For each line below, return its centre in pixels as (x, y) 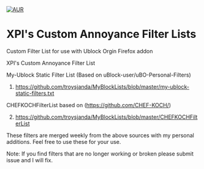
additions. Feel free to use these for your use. (64, 141)
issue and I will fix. (30, 160)
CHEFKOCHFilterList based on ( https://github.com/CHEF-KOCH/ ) (89, 105)
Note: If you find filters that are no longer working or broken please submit (100, 154)
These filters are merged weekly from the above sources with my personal (100, 135)
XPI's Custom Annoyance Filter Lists (101, 34)
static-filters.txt (35, 93)
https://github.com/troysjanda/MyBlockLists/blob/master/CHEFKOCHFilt (106, 117)
